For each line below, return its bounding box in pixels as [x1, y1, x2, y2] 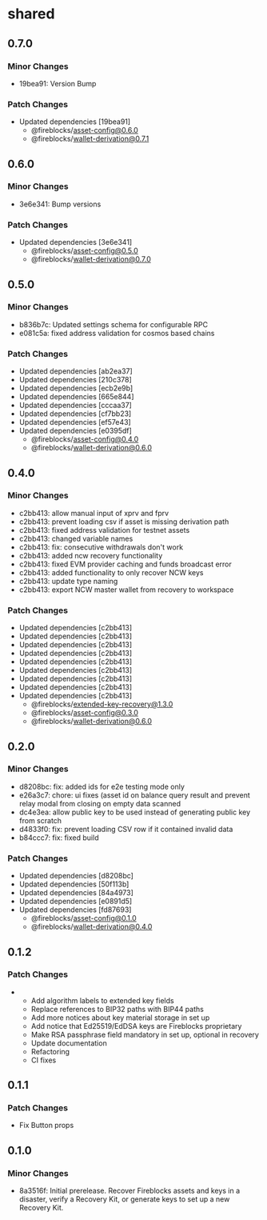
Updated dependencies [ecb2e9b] [18, 383, 133, 393]
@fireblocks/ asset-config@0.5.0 [30, 246, 139, 256]
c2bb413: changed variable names [18, 534, 133, 543]
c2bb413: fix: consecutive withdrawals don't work [18, 542, 184, 552]
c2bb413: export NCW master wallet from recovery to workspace [18, 585, 234, 594]
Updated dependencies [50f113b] [18, 879, 130, 889]
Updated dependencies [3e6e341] [18, 238, 133, 247]
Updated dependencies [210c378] [18, 375, 133, 385]
